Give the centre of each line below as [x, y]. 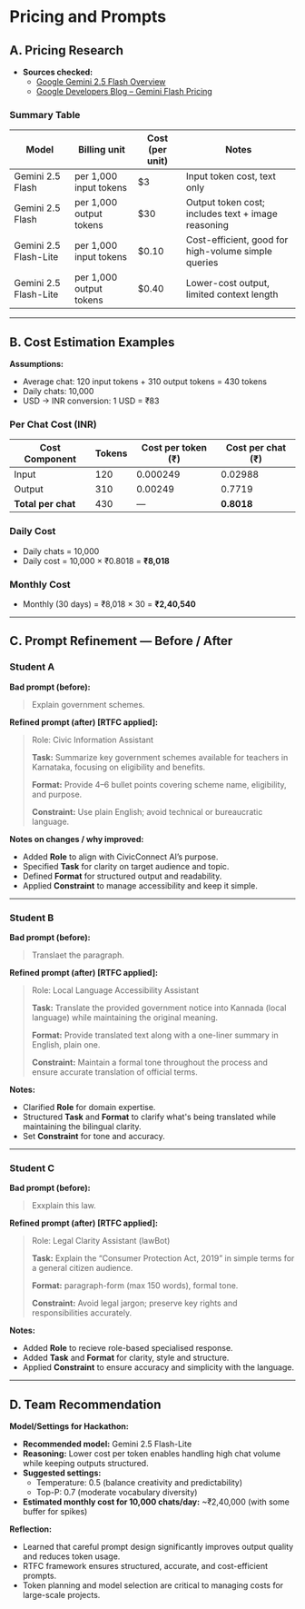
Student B [32, 918]
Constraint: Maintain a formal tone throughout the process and [149, 1062]
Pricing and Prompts [88, 17]
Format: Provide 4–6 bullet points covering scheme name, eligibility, [159, 784]
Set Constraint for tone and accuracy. [93, 1136]
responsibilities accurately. [82, 1313]
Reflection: [31, 1529]
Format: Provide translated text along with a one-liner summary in [155, 1035]
